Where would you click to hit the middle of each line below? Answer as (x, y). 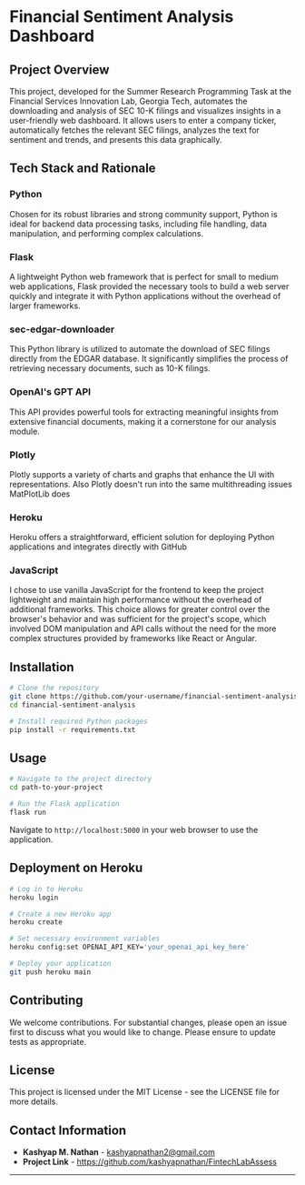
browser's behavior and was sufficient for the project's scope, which (138, 619)
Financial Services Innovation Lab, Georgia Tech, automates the (128, 101)
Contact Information (68, 1130)
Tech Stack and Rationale (83, 169)
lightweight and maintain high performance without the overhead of (136, 600)
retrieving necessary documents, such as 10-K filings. (110, 368)
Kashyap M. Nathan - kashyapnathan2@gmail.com (118, 1152)
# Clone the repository (54, 688)
